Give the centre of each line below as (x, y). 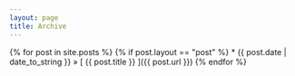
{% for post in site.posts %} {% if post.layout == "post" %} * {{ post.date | (148, 52)
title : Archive (38, 26)
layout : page (34, 18)
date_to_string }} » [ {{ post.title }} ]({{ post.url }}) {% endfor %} (128, 62)
